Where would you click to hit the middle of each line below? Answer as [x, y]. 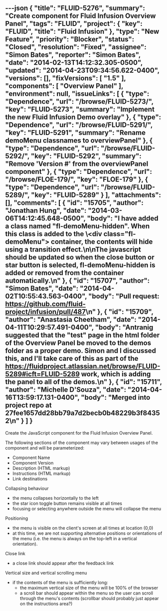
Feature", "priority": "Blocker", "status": [70, 39]
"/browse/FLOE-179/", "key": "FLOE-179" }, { [77, 180]
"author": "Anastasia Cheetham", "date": [71, 320]
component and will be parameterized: [45, 448]
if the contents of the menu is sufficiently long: [60, 582]
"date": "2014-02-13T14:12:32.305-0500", [74, 63]
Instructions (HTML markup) [41, 473]
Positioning [17, 518]
